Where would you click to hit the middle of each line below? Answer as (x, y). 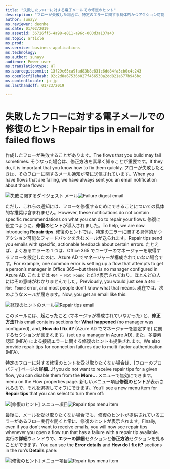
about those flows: (25, 185)
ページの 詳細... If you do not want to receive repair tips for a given (89, 369)
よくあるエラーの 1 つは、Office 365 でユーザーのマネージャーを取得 (85, 250)
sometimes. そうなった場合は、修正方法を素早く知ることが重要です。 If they (84, 161)
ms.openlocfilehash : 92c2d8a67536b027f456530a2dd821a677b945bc (73, 76)
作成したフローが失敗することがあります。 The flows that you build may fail (83, 155)
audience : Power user (28, 62)
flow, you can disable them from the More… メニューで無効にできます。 (80, 375)
